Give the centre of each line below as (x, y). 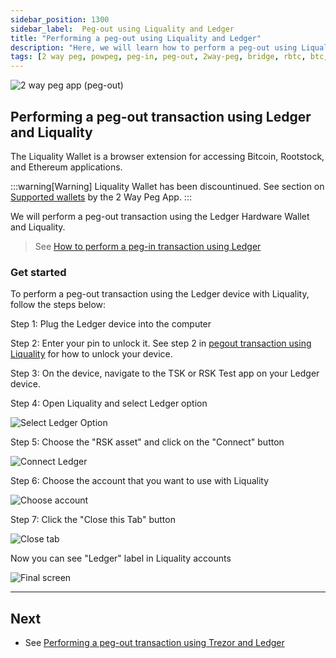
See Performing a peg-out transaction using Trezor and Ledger (154, 643)
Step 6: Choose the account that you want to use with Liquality (140, 481)
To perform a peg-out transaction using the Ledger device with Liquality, (160, 294)
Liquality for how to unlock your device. (91, 354)
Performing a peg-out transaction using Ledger (161, 116)
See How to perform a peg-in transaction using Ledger (148, 246)
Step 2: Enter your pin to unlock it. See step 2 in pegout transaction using (161, 343)
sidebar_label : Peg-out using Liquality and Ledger (122, 29)
